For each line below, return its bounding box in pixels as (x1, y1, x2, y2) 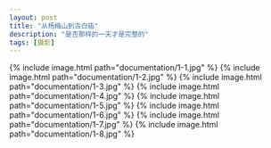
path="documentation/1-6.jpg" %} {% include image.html (9, 110, 220, 120)
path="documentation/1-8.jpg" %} (9, 128, 135, 139)
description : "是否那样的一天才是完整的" (9, 29, 150, 38)
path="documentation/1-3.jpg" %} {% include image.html (9, 81, 220, 92)
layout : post (9, 12, 58, 22)
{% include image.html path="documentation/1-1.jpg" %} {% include (9, 62, 260, 73)
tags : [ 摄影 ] (9, 37, 55, 47)
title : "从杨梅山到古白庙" (9, 21, 99, 30)
